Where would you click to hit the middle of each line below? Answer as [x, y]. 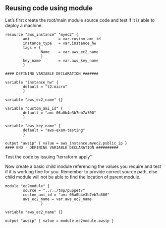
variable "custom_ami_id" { [34, 108]
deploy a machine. [24, 25]
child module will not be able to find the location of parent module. [73, 177]
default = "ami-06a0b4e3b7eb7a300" [60, 113]
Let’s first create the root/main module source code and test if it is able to [80, 20]
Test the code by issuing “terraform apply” [49, 156]
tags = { [32, 47]
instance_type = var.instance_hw [60, 43]
